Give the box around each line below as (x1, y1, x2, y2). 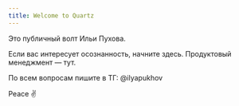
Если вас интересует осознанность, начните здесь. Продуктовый (8, 49, 232, 58)
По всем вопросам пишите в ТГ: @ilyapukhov (8, 73, 163, 82)
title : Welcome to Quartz (8, 11, 94, 20)
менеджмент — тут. (8, 57, 76, 67)
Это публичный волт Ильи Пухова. (8, 33, 126, 43)
